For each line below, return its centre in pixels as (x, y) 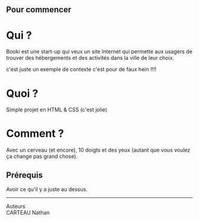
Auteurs (16, 206)
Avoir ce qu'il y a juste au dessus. (47, 190)
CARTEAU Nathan (28, 213)
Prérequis (25, 175)
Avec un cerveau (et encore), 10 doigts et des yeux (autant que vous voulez (98, 150)
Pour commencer (39, 10)
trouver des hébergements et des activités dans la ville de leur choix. (90, 58)
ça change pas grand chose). (42, 156)
